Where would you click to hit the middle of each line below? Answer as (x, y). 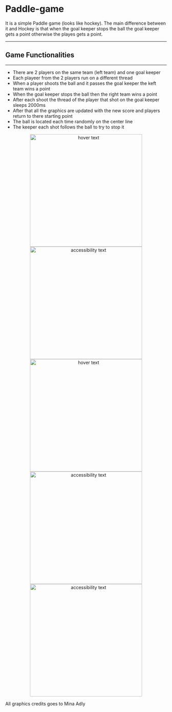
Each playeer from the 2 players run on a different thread (73, 78)
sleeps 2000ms (29, 105)
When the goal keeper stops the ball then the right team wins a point (85, 94)
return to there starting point (42, 116)
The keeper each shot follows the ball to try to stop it (68, 127)
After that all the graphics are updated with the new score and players (86, 111)
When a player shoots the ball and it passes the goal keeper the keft (84, 83)
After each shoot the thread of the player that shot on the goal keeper (86, 99)
